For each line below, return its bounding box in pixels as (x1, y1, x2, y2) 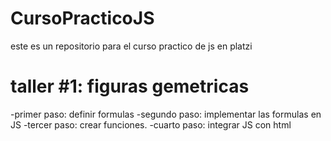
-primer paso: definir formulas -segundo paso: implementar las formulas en (10, 108, 322, 120)
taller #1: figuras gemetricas (10, 75, 250, 98)
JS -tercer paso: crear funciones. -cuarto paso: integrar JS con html (10, 118, 292, 131)
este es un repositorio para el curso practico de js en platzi (10, 40, 253, 52)
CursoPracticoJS (10, 7, 155, 30)
